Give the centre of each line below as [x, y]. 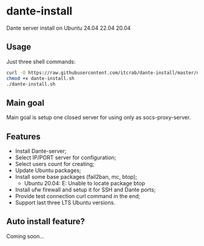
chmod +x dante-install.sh [40, 78]
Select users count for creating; [55, 164]
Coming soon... [25, 236]
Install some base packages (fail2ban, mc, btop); [76, 177]
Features [23, 137]
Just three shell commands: [41, 61]
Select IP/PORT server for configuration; [66, 158]
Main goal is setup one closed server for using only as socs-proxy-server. [99, 118]
